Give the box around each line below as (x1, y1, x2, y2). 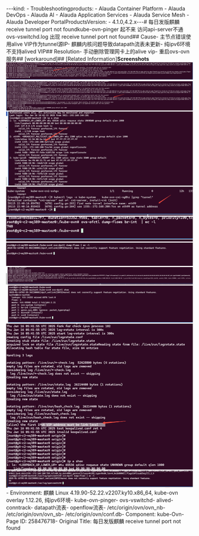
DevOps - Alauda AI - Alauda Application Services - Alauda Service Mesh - (6, 11, 190, 18)
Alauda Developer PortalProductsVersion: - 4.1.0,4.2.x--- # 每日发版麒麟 (6, 18, 180, 25)
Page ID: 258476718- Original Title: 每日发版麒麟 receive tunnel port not (6, 518, 181, 525)
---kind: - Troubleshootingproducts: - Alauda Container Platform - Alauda (6, 5, 185, 12)
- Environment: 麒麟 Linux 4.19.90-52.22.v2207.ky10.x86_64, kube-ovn (6, 489, 178, 496)
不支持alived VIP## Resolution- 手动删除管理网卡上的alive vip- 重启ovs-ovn (6, 48, 190, 55)
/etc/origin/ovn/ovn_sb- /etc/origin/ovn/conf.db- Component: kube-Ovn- (6, 511, 185, 518)
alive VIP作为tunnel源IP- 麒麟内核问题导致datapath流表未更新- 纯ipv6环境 (11, 41, 191, 47)
